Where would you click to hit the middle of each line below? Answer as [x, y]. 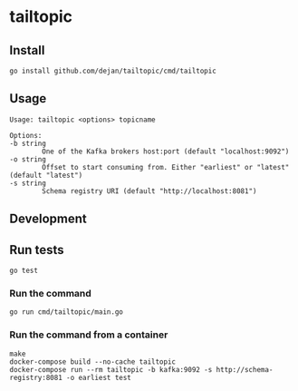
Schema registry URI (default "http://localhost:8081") [149, 191]
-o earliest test [99, 377]
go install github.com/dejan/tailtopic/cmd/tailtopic [113, 71]
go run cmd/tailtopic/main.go [67, 312]
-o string [28, 159]
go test [24, 271]
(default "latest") [46, 175]
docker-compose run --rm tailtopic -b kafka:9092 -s [111, 369]
